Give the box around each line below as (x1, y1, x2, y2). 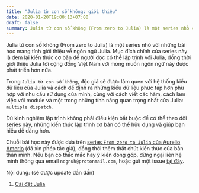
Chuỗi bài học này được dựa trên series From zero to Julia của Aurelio (6, 139, 181, 146)
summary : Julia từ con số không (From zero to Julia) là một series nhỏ (6, 25, 190, 31)
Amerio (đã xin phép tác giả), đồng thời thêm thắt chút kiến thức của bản (6, 145, 184, 152)
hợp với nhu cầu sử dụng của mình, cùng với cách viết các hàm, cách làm (6, 91, 185, 98)
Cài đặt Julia (14, 181, 46, 188)
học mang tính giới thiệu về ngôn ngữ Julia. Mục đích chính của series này (6, 48, 188, 55)
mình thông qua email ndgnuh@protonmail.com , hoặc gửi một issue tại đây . (6, 157, 185, 165)
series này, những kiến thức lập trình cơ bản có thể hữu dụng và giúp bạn (6, 121, 185, 128)
